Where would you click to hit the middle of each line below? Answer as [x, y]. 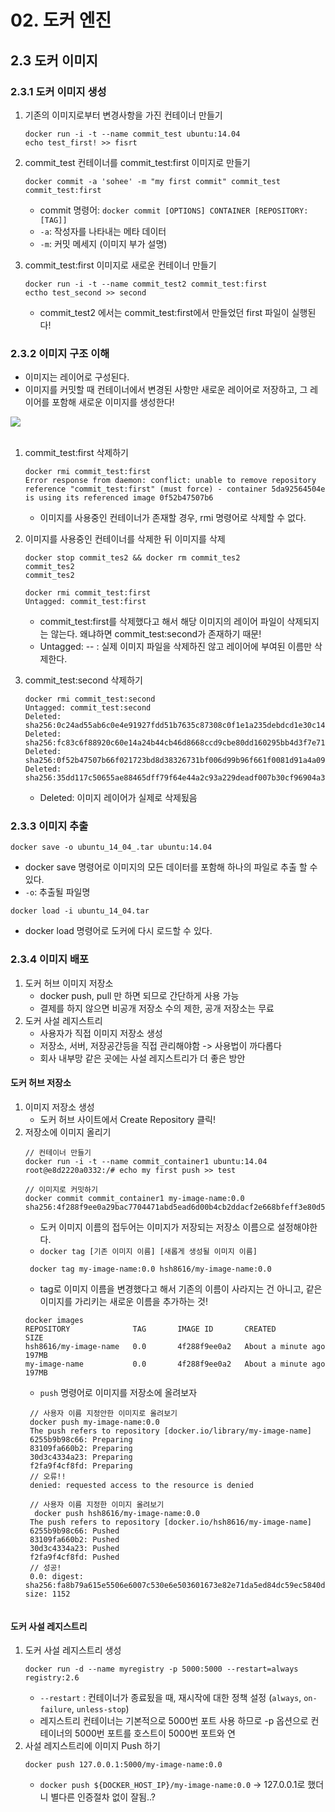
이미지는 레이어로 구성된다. [77, 377]
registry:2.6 [52, 1678]
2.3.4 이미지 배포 [50, 959]
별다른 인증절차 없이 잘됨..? [103, 1797]
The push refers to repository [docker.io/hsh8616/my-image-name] [170, 1522]
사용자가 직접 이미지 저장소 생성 [101, 1033]
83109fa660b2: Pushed [74, 1539]
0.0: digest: [56, 1576]
